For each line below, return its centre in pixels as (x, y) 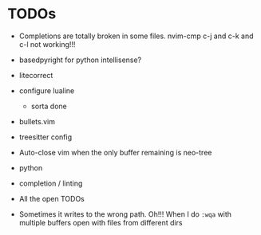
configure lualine (47, 90)
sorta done (49, 106)
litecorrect (36, 75)
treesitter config (45, 137)
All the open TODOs (51, 198)
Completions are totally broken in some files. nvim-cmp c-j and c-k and (136, 36)
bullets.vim (37, 121)
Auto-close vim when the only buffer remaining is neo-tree (115, 152)
